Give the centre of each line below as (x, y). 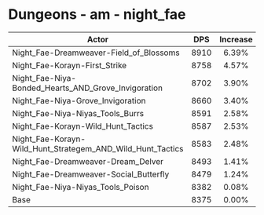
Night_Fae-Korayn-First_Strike (70, 65)
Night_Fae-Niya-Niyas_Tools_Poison (81, 187)
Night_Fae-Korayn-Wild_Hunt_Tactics (82, 126)
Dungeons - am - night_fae (97, 15)
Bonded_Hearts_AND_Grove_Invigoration (88, 88)
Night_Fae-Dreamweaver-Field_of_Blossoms (96, 53)
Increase (236, 39)
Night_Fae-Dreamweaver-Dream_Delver (88, 161)
